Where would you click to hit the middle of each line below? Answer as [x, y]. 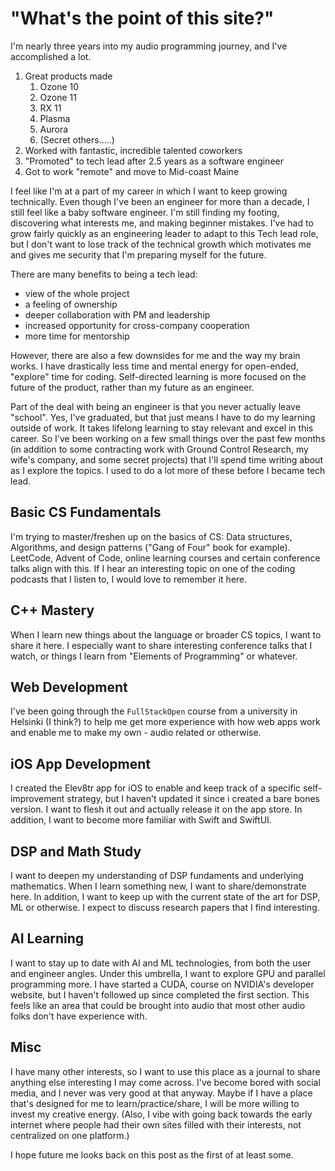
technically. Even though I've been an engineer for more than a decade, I [160, 201]
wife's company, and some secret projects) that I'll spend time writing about [166, 459]
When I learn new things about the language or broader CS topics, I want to [166, 634]
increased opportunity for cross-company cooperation [137, 325]
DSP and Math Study [76, 851]
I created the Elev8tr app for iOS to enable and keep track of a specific [156, 788]
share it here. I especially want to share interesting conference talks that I [161, 645]
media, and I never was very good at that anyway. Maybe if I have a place [161, 1093]
